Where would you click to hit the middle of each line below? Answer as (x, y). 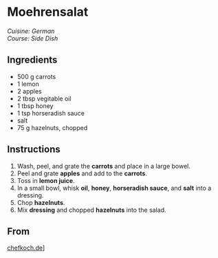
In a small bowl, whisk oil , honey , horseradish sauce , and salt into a (114, 188)
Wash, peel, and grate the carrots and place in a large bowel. (104, 166)
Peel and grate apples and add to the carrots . (82, 173)
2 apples (30, 91)
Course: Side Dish (33, 38)
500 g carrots (36, 76)
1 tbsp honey (35, 106)
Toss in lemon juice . (46, 180)
